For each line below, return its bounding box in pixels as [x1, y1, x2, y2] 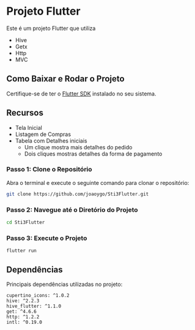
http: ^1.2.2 [6, 314, 40, 320]
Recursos [6, 108, 44, 118]
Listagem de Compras [15, 130, 72, 138]
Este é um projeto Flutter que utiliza [6, 24, 96, 32]
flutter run [6, 248, 37, 254]
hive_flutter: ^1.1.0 [6, 303, 62, 310]
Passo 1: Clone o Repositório [6, 165, 93, 174]
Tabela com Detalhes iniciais [15, 137, 87, 144]
